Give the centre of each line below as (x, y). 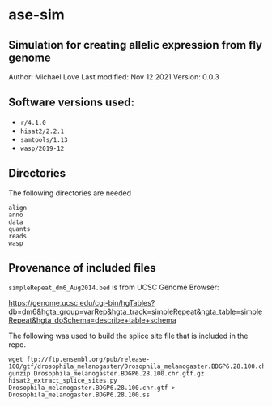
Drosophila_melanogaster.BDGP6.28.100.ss (79, 395)
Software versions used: (72, 103)
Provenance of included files (82, 268)
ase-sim (36, 15)
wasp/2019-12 (42, 148)
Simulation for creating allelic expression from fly (136, 45)
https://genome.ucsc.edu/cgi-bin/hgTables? (82, 303)
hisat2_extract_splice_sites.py (63, 381)
